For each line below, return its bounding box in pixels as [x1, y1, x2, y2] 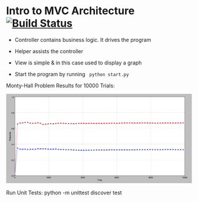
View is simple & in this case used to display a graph [14, 59, 142, 66]
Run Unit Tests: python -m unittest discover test [6, 189, 122, 196]
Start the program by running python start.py [14, 70, 130, 77]
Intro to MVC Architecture [6, 4, 135, 18]
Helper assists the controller [14, 47, 84, 54]
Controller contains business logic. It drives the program [14, 36, 151, 43]
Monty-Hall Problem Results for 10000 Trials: [6, 82, 115, 89]
